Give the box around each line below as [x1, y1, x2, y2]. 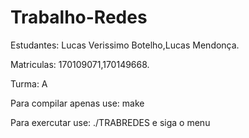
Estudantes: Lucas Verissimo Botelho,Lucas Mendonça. [10, 39, 240, 51]
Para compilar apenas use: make [10, 97, 145, 109]
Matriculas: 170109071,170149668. [10, 58, 150, 70]
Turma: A [10, 77, 48, 90]
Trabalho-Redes [10, 6, 148, 29]
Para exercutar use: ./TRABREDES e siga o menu [10, 116, 211, 128]
